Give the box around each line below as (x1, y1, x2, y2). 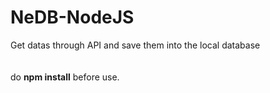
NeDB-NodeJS (10, 6, 135, 29)
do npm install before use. (10, 71, 120, 83)
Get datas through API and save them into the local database (10, 39, 261, 51)
